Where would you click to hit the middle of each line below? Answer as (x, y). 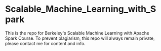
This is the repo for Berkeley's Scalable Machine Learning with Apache (77, 33)
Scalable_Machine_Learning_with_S (81, 9)
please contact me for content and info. (45, 43)
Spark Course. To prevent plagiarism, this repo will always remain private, (80, 38)
